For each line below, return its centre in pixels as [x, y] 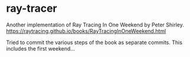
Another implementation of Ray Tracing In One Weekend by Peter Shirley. [95, 25]
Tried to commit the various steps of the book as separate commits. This [94, 42]
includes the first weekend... [41, 48]
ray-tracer [32, 9]
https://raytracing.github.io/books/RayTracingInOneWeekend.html [86, 31]
